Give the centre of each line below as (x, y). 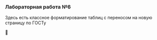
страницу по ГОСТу (26, 23)
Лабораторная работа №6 (38, 7)
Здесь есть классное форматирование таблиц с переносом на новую (79, 18)
